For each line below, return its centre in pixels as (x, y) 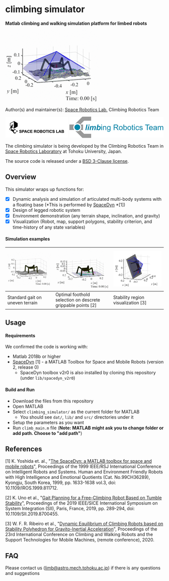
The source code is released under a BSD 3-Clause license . (67, 161)
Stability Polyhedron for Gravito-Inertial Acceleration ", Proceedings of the (81, 529)
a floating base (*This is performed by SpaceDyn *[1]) (69, 205)
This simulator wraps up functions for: (45, 189)
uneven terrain (22, 302)
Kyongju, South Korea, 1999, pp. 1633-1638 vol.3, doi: (61, 483)
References (24, 449)
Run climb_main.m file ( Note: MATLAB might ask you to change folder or (88, 428)
